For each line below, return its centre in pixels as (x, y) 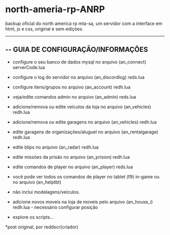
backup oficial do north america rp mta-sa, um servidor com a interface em (84, 23)
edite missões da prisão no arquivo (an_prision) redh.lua (71, 157)
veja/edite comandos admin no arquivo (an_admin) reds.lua (74, 97)
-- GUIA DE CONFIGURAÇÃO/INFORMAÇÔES (77, 50)
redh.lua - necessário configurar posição (55, 207)
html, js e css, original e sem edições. (44, 28)
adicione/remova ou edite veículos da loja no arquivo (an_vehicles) (82, 107)
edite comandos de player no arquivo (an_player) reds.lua (73, 167)
